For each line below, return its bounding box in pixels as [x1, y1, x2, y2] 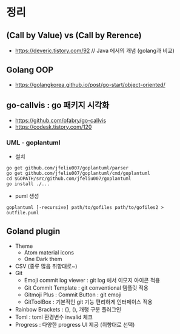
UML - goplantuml [6, 138, 61, 146]
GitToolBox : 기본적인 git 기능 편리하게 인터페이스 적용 [24, 298, 153, 305]
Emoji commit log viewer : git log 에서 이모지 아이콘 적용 [24, 276, 161, 284]
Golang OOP [6, 65, 53, 75]
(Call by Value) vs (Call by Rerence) [6, 30, 142, 40]
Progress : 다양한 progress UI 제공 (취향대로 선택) [15, 321, 135, 328]
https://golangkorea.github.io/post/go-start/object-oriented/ [15, 81, 165, 88]
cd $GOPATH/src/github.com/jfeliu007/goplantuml [6, 176, 132, 182]
